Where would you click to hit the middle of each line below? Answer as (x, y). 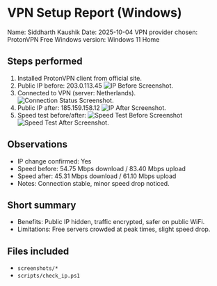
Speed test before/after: (52, 115)
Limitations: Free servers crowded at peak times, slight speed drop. (114, 229)
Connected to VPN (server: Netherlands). (77, 93)
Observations (38, 144)
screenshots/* (38, 269)
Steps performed (45, 62)
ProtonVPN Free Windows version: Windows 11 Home (83, 39)
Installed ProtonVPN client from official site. (80, 78)
